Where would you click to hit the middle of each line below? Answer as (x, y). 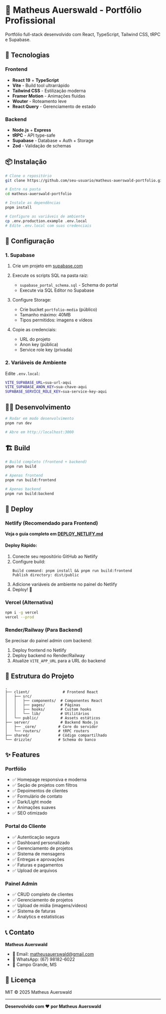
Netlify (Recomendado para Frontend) (52, 523)
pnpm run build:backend (30, 494)
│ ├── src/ (19, 696)
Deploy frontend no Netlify (39, 650)
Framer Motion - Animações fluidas (49, 96)
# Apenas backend (23, 489)
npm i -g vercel (22, 612)
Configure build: (29, 561)
